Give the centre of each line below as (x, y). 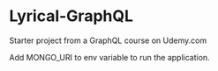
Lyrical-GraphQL (71, 16)
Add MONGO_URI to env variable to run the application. (109, 57)
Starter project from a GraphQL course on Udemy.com (108, 40)
